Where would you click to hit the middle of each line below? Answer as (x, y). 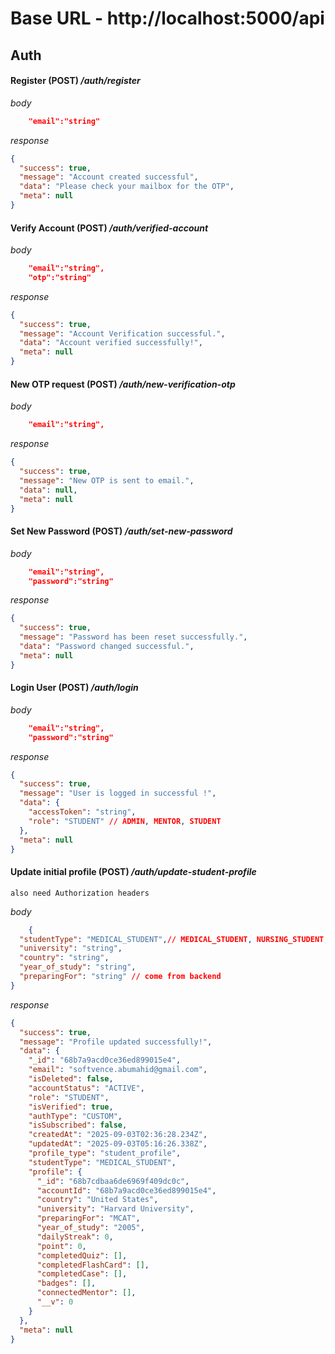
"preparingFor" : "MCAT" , (88, 1218)
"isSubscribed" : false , (78, 1125)
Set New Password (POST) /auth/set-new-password (121, 531)
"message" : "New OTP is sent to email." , (107, 480)
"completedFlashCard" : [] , (93, 1265)
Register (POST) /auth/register (75, 81)
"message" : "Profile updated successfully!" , (116, 1042)
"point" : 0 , (61, 1246)
